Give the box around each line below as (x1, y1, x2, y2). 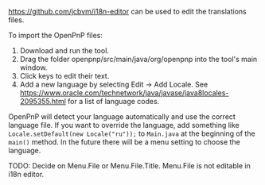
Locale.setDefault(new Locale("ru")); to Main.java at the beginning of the (8, 129, 256, 138)
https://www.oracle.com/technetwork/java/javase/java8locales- (19, 88, 229, 98)
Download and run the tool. (19, 46, 110, 55)
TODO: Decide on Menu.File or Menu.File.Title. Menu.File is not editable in (8, 161, 251, 170)
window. (19, 63, 48, 72)
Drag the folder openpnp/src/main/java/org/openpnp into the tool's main (19, 55, 258, 64)
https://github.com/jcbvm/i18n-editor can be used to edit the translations (8, 7, 247, 16)
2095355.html (19, 97, 66, 106)
